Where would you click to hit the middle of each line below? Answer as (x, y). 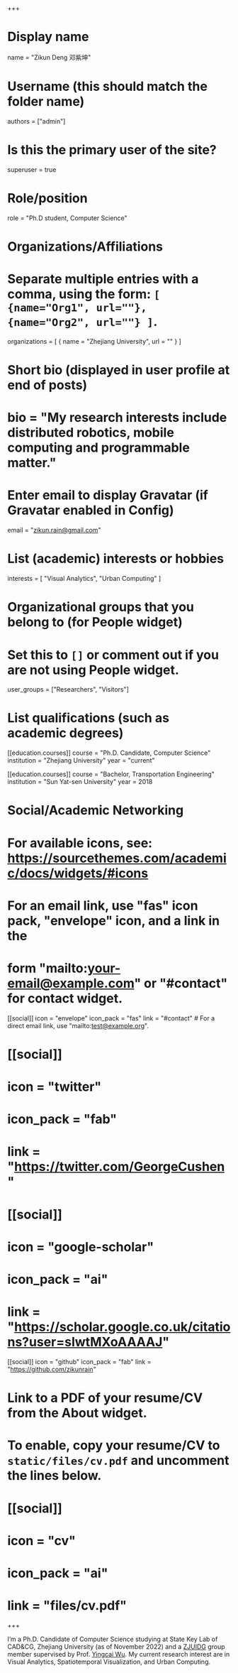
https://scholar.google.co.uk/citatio (122, 1327)
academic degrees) (66, 733)
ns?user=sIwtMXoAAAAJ (85, 1342)
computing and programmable (98, 448)
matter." (32, 463)
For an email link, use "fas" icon (103, 905)
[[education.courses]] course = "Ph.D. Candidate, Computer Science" (109, 753)
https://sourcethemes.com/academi (117, 858)
